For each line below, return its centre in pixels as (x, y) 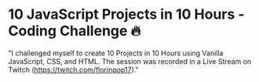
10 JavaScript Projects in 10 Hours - (126, 14)
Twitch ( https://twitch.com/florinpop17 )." (73, 70)
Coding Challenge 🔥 (75, 31)
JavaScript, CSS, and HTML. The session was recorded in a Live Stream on (130, 61)
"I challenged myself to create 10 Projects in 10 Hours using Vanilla (116, 53)
